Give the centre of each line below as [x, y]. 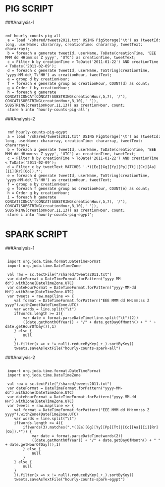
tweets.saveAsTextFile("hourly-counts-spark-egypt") [70, 479]
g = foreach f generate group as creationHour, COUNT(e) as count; [78, 188]
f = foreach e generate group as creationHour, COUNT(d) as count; [78, 83]
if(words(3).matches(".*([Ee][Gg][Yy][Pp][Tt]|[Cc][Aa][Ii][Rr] [91, 427]
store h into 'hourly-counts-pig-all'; [49, 110]
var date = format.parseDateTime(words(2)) [77, 436]
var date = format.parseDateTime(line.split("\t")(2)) [81, 318]
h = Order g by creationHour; [38, 193]
